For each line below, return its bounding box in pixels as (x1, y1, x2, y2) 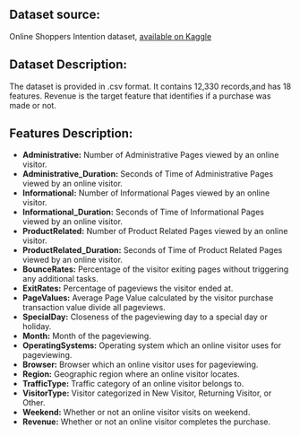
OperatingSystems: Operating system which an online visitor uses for (21, 340, 282, 351)
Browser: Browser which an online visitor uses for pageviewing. (21, 359, 259, 371)
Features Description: (9, 126, 133, 142)
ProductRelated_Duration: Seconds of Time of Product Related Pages (21, 245, 283, 256)
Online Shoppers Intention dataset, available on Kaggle (9, 31, 212, 41)
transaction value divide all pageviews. (21, 302, 166, 313)
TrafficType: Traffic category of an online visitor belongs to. (21, 379, 244, 389)
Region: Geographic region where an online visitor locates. (21, 369, 240, 379)
